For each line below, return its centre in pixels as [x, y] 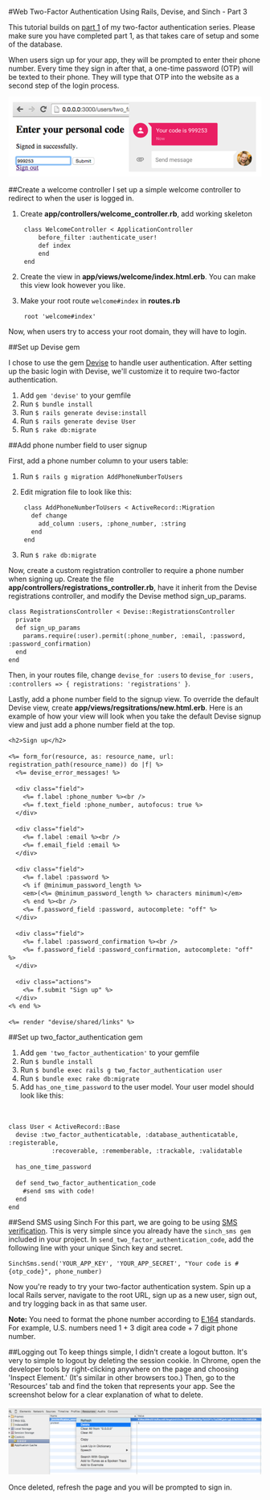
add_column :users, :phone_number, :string [112, 524]
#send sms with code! [59, 1191]
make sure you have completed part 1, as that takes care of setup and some [134, 36]
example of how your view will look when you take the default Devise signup [135, 716]
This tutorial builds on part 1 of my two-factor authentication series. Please [132, 27]
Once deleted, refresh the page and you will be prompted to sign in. [120, 1487]
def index [55, 246]
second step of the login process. [64, 85]
